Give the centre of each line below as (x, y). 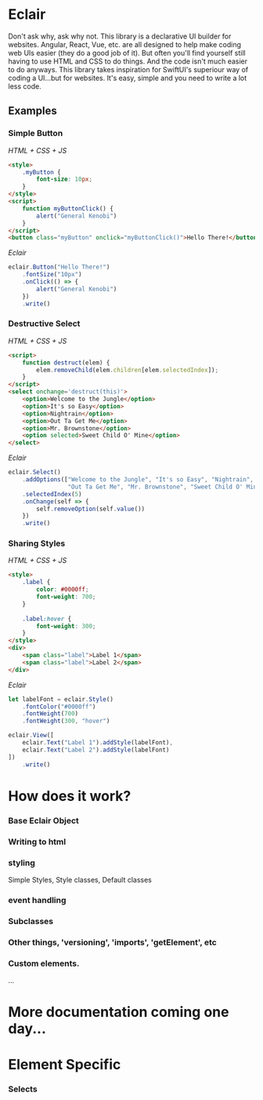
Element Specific (65, 1065)
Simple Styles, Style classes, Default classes (80, 879)
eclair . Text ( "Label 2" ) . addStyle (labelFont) (96, 750)
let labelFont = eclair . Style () (61, 699)
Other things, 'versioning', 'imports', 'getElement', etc (112, 942)
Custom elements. (44, 963)
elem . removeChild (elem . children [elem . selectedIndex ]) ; (128, 370)
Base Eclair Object (44, 820)
